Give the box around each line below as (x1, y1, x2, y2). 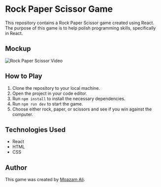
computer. (12, 111, 33, 117)
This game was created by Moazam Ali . (5, 177, 85, 183)
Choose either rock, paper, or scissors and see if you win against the (12, 106, 152, 112)
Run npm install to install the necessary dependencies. (12, 95, 126, 102)
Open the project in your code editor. (12, 90, 88, 96)
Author (5, 163, 27, 172)
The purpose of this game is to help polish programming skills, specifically (5, 25, 156, 31)
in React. (5, 30, 23, 36)
